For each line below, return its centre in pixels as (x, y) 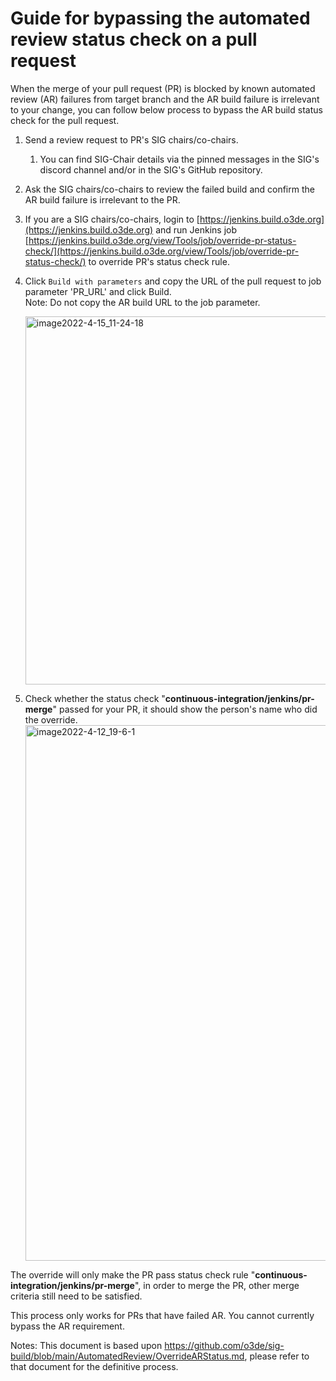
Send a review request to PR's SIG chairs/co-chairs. (131, 139)
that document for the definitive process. (94, 1366)
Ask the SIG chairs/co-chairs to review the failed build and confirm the (169, 189)
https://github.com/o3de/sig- (224, 1345)
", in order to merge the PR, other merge (217, 1285)
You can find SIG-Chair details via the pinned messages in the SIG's (179, 159)
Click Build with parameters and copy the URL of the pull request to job (173, 281)
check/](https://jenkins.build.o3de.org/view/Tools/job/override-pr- (162, 251)
